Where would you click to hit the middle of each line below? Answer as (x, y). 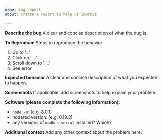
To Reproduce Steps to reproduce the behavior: (54, 42)
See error (22, 68)
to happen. (16, 83)
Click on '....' (25, 57)
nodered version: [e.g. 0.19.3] (42, 117)
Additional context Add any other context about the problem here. (74, 132)
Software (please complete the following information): (63, 102)
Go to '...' (21, 52)
